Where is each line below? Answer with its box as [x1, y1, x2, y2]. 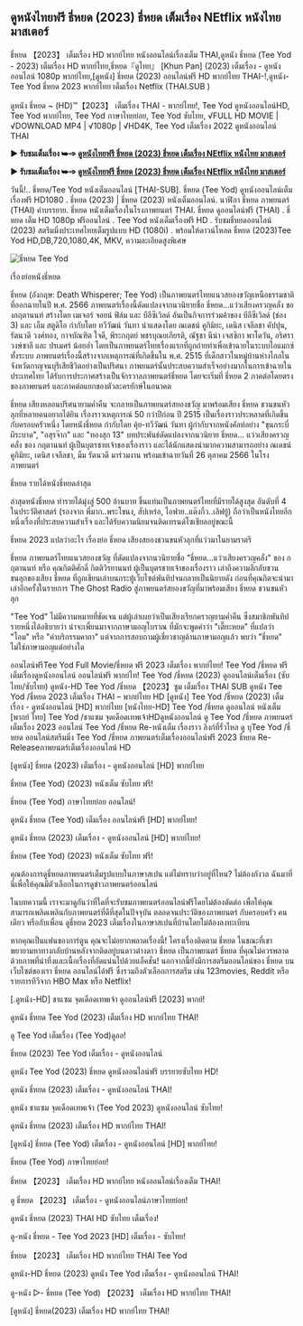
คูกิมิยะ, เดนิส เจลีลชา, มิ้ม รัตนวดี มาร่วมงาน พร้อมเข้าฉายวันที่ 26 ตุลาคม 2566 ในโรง [10, 449, 270, 460]
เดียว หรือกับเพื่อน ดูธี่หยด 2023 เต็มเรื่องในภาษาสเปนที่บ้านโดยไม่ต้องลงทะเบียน [10, 917, 251, 928]
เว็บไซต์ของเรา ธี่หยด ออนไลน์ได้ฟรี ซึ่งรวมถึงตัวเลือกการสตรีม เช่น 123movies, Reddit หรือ [10, 965, 289, 976]
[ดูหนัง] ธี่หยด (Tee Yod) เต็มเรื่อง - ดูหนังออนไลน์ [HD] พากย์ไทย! [10, 1138, 217, 1149]
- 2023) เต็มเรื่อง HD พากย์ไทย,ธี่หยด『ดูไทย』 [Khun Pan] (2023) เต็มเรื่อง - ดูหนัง [10, 61, 281, 71]
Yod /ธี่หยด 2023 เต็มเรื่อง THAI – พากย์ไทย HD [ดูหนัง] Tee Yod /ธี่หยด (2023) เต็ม [10, 691, 284, 702]
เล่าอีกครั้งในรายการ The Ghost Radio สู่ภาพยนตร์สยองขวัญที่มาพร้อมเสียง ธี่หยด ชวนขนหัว [10, 583, 288, 593]
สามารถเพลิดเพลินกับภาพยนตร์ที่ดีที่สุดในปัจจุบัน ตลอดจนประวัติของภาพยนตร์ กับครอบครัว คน [10, 906, 288, 918]
